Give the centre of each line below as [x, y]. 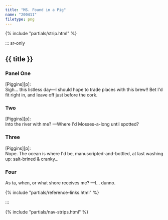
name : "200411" [21, 15]
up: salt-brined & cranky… [32, 159]
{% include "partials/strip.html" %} [41, 34]
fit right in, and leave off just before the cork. [51, 95]
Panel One [18, 73]
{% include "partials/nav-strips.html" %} [47, 212]
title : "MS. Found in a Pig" [36, 10]
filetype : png [20, 19]
